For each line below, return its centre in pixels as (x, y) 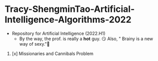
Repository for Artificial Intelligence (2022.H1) (59, 33)
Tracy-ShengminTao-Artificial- (70, 9)
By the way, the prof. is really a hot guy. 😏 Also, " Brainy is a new (86, 39)
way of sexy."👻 (35, 44)
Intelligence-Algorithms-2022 (68, 20)
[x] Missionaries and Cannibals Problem (53, 54)
